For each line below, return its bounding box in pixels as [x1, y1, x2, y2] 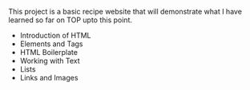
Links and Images [19, 73, 79, 82]
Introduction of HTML [19, 31, 91, 40]
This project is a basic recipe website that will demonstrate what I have [8, 7, 243, 16]
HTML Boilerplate [19, 48, 79, 57]
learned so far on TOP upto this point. [8, 15, 132, 25]
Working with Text [19, 56, 80, 65]
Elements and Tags [19, 39, 83, 49]
